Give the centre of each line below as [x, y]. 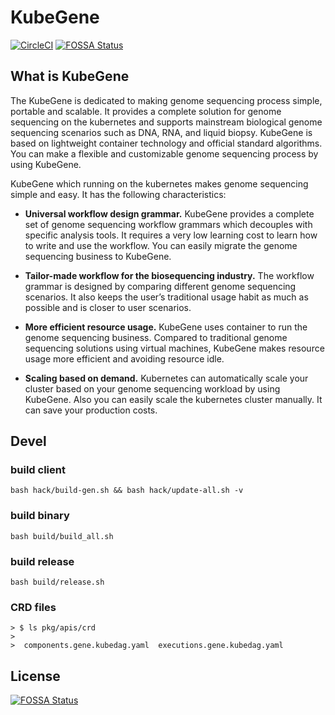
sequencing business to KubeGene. [98, 256]
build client [38, 470]
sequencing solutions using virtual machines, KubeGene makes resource [174, 348]
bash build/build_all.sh [62, 536]
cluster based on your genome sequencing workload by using [152, 388]
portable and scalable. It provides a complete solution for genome [146, 111]
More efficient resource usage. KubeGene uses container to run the [166, 327]
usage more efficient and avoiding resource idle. [124, 358]
